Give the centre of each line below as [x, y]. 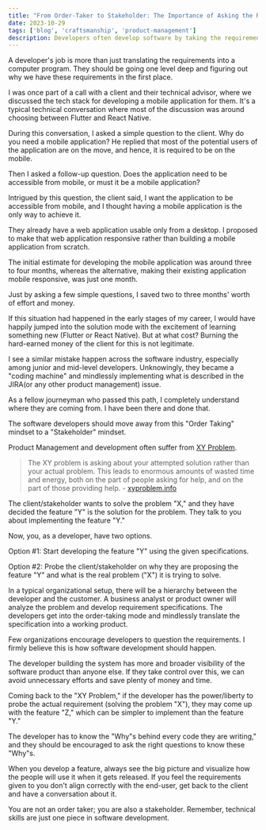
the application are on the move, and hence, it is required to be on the [122, 150]
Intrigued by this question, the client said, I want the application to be [121, 198]
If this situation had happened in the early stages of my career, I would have [132, 318]
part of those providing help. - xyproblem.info [102, 488]
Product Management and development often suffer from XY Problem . [123, 448]
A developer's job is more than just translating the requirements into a [122, 60]
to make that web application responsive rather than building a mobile [122, 238]
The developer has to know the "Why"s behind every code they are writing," [133, 736]
